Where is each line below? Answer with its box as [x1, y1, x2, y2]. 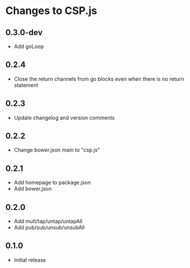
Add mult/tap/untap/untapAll [13, 218, 83, 225]
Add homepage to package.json [13, 179, 92, 186]
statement [13, 81, 38, 88]
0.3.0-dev [5, 28, 43, 37]
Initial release [13, 256, 46, 263]
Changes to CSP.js [5, 4, 97, 18]
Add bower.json [13, 185, 52, 193]
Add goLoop [13, 43, 44, 50]
